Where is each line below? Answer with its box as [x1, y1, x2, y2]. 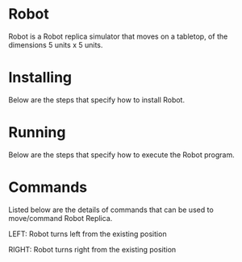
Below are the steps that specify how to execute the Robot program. [8, 150, 236, 160]
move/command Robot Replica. [8, 213, 113, 222]
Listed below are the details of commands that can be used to [8, 205, 214, 214]
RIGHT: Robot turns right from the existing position [8, 244, 177, 254]
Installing [8, 69, 73, 87]
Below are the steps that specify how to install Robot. [8, 94, 186, 105]
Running [8, 123, 66, 142]
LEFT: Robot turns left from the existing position [8, 229, 167, 239]
